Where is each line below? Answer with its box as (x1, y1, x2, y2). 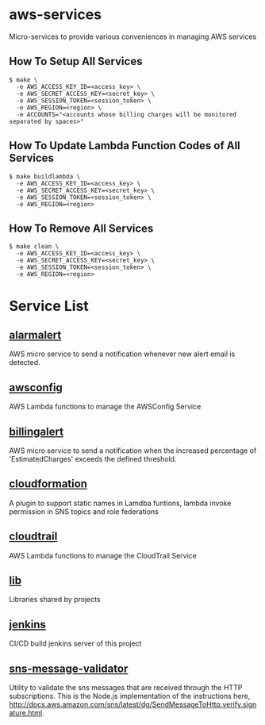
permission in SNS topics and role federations (9, 506, 159, 516)
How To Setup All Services (9, 55, 143, 68)
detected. (9, 358, 40, 367)
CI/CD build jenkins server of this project (9, 639, 142, 648)
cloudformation (9, 478, 88, 491)
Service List (9, 297, 90, 315)
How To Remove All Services (9, 221, 154, 235)
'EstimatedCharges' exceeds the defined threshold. (9, 455, 177, 463)
